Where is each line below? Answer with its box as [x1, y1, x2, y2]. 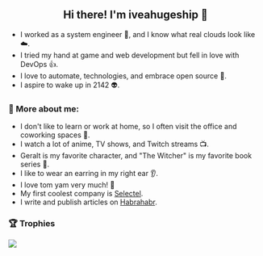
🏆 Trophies [8, 218, 56, 229]
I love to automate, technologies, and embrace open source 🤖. [19, 70, 228, 81]
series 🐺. [19, 159, 50, 170]
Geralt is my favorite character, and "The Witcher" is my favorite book [19, 151, 253, 161]
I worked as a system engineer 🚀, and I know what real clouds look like [19, 29, 256, 39]
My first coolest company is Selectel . [19, 189, 144, 199]
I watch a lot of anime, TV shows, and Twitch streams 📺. [19, 139, 210, 149]
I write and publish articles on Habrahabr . [19, 197, 157, 207]
